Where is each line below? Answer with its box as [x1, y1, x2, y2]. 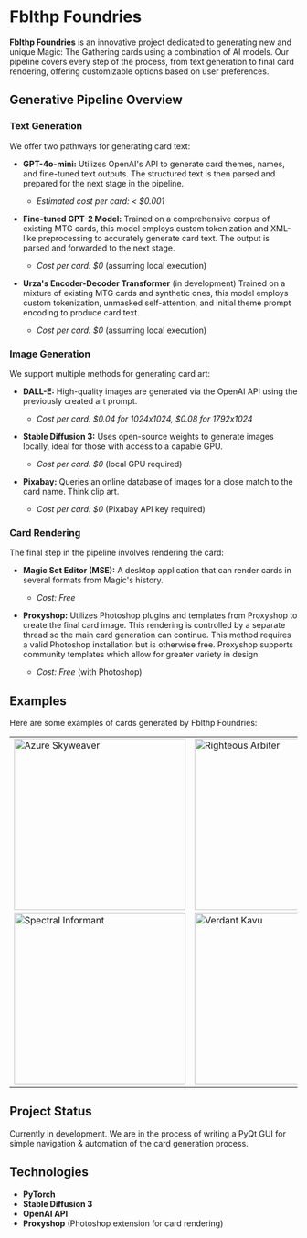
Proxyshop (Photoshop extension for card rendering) [22, 1218, 224, 1229]
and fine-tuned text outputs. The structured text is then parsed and [22, 167, 276, 179]
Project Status [9, 1104, 93, 1119]
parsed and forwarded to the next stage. [22, 242, 175, 253]
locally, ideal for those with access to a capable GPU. [22, 441, 224, 452]
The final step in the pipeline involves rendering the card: [9, 547, 224, 559]
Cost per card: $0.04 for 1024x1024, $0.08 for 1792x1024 [36, 413, 253, 424]
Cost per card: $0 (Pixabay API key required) [36, 503, 206, 514]
